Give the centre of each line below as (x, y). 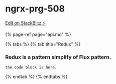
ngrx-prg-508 (35, 9)
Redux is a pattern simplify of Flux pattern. (58, 57)
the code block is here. (31, 67)
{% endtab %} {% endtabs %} (36, 77)
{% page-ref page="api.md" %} (38, 34)
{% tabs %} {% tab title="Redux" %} (43, 44)
